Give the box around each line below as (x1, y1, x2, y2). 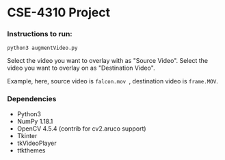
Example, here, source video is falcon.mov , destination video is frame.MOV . (7, 77, 219, 85)
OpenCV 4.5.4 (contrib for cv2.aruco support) (16, 124, 146, 133)
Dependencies (7, 94, 57, 104)
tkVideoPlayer (16, 139, 57, 147)
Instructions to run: (7, 29, 73, 39)
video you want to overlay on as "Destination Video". (7, 64, 155, 72)
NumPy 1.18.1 (16, 117, 53, 125)
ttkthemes (16, 146, 46, 155)
